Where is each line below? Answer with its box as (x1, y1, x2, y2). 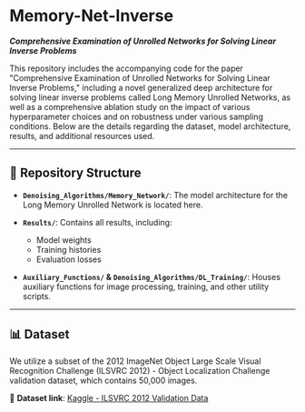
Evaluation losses (35, 254, 102, 265)
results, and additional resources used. (9, 130, 155, 141)
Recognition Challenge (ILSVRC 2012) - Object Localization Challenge (9, 365, 271, 376)
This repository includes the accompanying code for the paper (9, 63, 243, 74)
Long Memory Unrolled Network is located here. (22, 199, 203, 210)
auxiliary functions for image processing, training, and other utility (22, 281, 270, 292)
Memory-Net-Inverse (9, 5, 174, 26)
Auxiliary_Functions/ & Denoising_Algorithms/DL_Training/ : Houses (22, 271, 281, 282)
